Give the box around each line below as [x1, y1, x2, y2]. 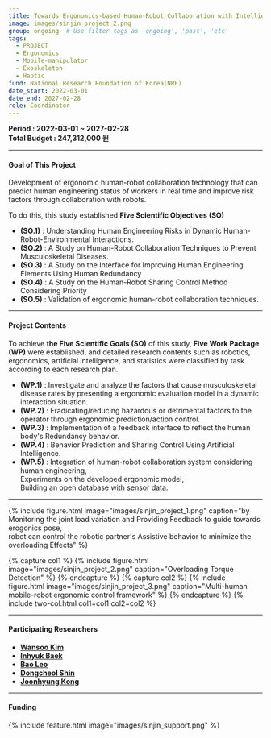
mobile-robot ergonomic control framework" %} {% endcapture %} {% [8, 590, 244, 599]
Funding [8, 703, 37, 712]
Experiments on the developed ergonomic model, [19, 474, 184, 483]
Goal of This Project [8, 160, 77, 169]
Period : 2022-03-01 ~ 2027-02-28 [8, 124, 129, 134]
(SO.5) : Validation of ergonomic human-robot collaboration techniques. [19, 295, 260, 305]
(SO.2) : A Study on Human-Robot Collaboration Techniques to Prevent [19, 243, 256, 253]
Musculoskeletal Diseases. [19, 251, 109, 262]
